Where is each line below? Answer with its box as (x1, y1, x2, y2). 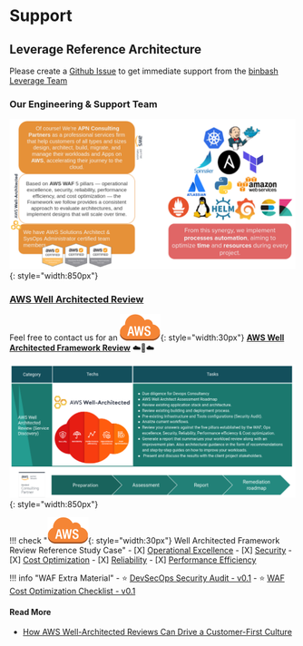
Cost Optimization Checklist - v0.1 (9, 586, 136, 597)
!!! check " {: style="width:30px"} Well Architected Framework (9, 535, 280, 546)
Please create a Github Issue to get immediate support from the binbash (9, 65, 279, 76)
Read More (9, 606, 52, 617)
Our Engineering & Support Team (9, 97, 158, 110)
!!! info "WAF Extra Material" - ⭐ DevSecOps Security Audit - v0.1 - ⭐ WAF (9, 573, 286, 583)
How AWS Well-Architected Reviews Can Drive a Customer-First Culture (22, 627, 293, 638)
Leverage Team (9, 75, 68, 86)
